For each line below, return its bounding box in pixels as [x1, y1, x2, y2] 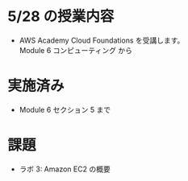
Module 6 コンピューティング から [19, 45, 132, 55]
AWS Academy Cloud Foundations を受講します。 [19, 35, 185, 45]
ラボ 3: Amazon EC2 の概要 [19, 164, 111, 174]
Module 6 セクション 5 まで [19, 105, 111, 114]
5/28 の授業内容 [7, 7, 115, 26]
